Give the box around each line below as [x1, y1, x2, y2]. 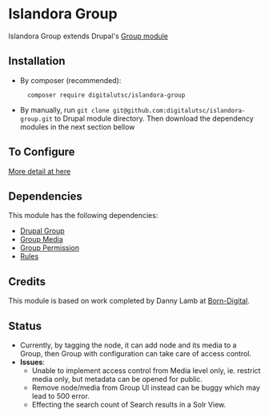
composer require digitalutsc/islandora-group [27, 91, 186, 99]
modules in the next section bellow [19, 121, 135, 132]
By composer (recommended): [19, 75, 122, 85]
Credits [8, 275, 46, 288]
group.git [19, 115, 54, 123]
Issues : [19, 357, 46, 367]
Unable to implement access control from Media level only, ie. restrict [31, 366, 261, 375]
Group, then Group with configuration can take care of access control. [19, 349, 252, 358]
